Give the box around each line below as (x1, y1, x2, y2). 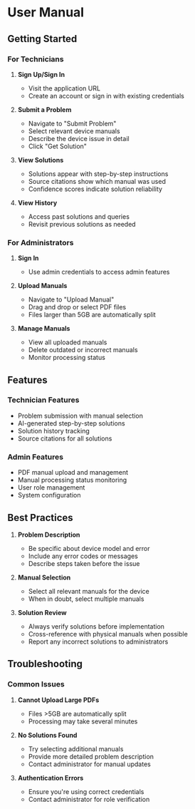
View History (17, 198, 58, 207)
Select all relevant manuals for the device (28, 587, 149, 595)
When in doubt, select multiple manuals (28, 594, 144, 603)
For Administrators (7, 237, 74, 247)
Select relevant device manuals (28, 126, 120, 135)
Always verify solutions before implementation (28, 622, 165, 631)
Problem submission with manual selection (17, 411, 144, 420)
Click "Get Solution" (28, 142, 88, 150)
